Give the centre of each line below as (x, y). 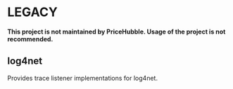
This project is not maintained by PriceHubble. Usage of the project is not (116, 32)
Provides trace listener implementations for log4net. (83, 78)
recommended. (30, 39)
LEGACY (32, 12)
